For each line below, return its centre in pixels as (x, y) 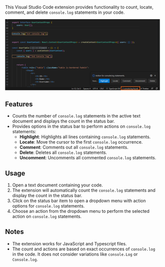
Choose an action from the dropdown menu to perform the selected (81, 211)
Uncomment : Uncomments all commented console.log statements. (88, 158)
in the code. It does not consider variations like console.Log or (75, 254)
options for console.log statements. (48, 206)
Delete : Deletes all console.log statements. (63, 152)
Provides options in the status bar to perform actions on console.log (81, 126)
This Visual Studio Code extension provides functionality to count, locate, (79, 7)
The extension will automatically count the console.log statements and (84, 190)
